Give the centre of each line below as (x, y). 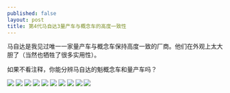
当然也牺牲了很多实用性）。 (63, 55)
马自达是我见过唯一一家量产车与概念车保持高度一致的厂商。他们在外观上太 (112, 46)
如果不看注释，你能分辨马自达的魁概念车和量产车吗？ (82, 70)
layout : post (26, 20)
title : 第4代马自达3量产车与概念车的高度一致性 (67, 26)
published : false (32, 13)
